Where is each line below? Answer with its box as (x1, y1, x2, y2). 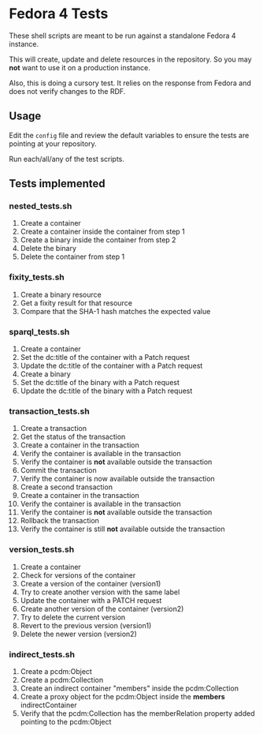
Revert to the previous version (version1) (20, 620, 152, 630)
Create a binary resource (20, 290, 102, 299)
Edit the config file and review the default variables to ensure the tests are (9, 130, 250, 140)
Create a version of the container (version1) (20, 579, 161, 588)
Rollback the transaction (20, 516, 99, 526)
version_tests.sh (9, 544, 75, 555)
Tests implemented (9, 177, 106, 190)
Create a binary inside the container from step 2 (20, 235, 176, 245)
